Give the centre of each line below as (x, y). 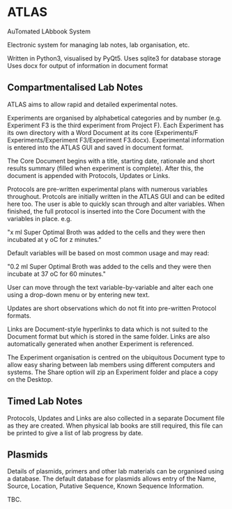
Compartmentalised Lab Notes (75, 88)
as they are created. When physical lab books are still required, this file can (115, 426)
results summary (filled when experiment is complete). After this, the (106, 168)
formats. (19, 315)
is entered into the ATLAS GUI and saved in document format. (95, 147)
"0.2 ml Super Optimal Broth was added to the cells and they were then (109, 266)
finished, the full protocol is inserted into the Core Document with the (106, 211)
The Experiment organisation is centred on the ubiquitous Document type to (116, 357)
